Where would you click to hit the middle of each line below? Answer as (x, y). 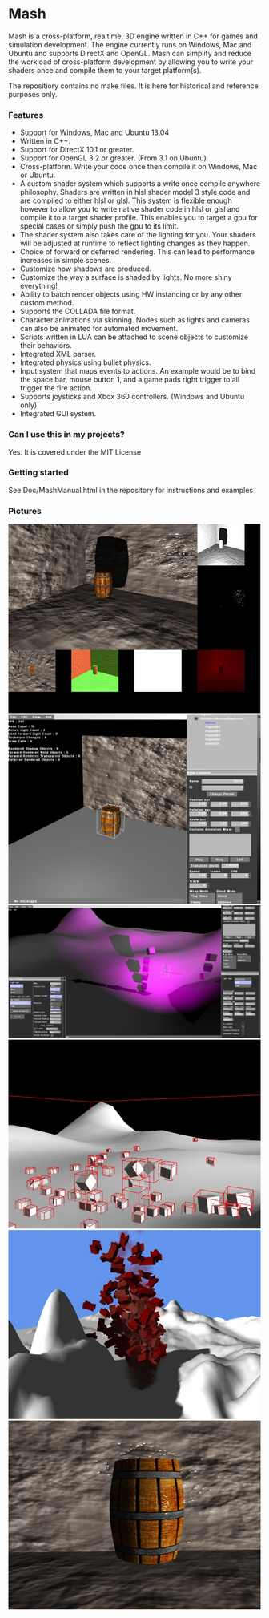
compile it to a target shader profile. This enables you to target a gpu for (139, 218)
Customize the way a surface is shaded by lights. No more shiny (126, 277)
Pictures (25, 511)
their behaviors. (46, 346)
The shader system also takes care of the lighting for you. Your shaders (138, 235)
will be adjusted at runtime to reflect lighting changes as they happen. (135, 243)
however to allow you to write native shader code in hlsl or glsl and (130, 209)
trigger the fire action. (56, 388)
